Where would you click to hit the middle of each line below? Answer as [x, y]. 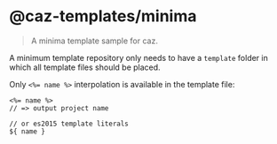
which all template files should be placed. [85, 67]
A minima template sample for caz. [94, 41]
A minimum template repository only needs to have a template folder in [138, 57]
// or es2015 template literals [69, 124]
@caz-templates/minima [103, 16]
